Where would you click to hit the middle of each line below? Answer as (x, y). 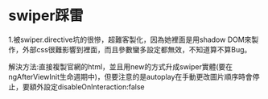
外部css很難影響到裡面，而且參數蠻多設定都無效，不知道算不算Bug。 (137, 49)
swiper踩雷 (46, 16)
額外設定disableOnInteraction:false (87, 87)
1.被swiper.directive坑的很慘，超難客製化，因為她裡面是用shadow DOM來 (130, 39)
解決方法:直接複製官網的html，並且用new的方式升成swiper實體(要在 (121, 66)
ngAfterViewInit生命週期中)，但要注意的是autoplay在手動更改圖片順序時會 (131, 76)
